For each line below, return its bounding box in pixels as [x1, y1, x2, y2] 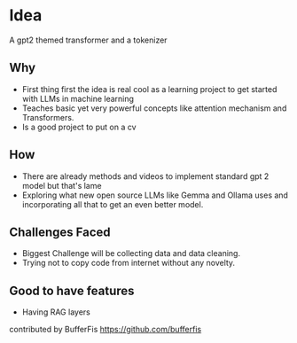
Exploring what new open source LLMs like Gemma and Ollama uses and [21, 190, 288, 200]
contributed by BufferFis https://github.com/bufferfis [9, 324, 202, 335]
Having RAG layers [21, 307, 90, 317]
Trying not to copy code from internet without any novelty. [21, 258, 236, 269]
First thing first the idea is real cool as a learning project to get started [21, 83, 277, 94]
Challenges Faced [9, 224, 111, 239]
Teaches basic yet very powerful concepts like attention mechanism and [21, 103, 287, 113]
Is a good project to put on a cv [21, 121, 137, 132]
